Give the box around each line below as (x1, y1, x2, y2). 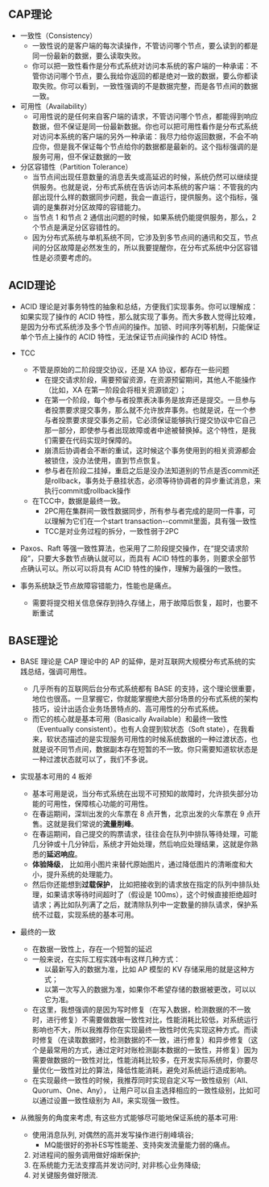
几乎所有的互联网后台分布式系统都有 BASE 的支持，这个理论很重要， (31, 684, 259, 694)
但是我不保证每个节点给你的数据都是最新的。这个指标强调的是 (53, 141, 259, 151)
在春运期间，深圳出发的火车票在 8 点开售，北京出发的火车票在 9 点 (31, 809, 254, 819)
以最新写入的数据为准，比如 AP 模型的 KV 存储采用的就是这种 (43, 964, 248, 975)
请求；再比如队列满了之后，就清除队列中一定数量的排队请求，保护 (31, 900, 251, 910)
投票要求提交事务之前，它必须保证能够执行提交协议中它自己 (58, 415, 256, 425)
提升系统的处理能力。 (46, 870, 118, 879)
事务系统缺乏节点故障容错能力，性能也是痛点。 (19, 581, 176, 590)
